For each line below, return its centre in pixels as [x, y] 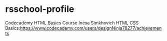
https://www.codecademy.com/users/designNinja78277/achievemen [91, 28]
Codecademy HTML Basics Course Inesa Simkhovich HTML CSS [72, 23]
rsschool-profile [40, 9]
